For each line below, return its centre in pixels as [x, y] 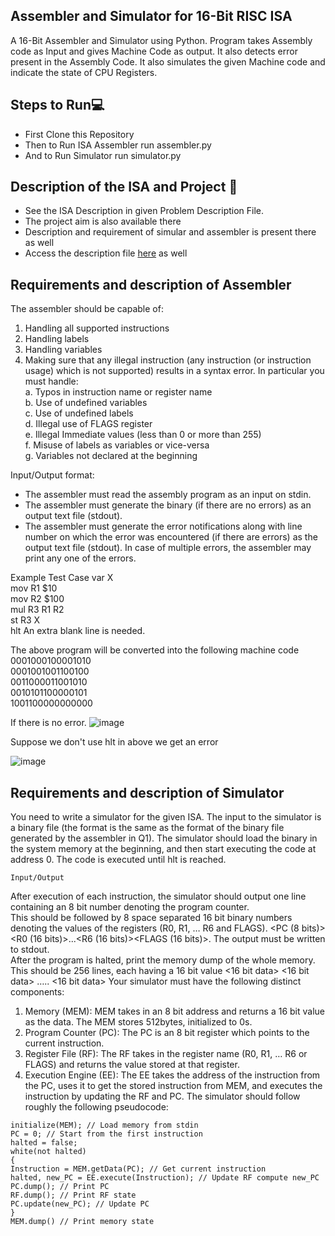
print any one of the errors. [80, 558]
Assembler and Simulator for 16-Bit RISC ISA [151, 16]
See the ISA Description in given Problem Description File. [144, 211]
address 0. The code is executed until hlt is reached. [118, 860]
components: [37, 992]
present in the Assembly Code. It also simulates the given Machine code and [168, 61]
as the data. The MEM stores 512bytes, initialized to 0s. [138, 1022]
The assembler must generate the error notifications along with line [163, 526]
